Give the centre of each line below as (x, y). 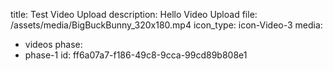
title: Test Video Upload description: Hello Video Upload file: (134, 14)
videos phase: (53, 44)
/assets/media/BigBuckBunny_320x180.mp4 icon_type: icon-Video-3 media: (166, 25)
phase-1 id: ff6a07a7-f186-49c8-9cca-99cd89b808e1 (136, 55)
